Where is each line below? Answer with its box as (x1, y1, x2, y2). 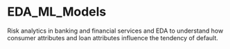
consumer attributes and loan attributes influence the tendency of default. (7, 33, 218, 42)
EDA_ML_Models (7, 4, 107, 20)
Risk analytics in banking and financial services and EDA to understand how (7, 27, 224, 35)
